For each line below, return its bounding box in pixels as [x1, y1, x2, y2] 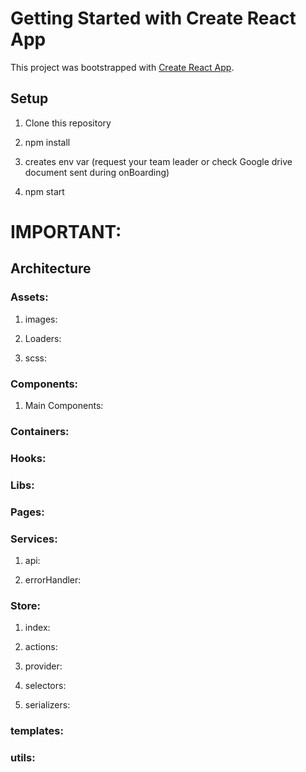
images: [24, 313, 58, 325]
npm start [24, 185, 65, 197]
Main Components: [24, 399, 104, 411]
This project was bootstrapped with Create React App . [10, 61, 235, 73]
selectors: [24, 680, 67, 692]
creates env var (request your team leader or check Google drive [24, 155, 293, 167]
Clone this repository [24, 117, 112, 129]
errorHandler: [24, 573, 82, 586]
